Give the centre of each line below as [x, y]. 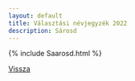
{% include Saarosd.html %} [55, 54]
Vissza [19, 69]
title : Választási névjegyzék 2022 [68, 23]
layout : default [35, 16]
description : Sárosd [43, 30]
